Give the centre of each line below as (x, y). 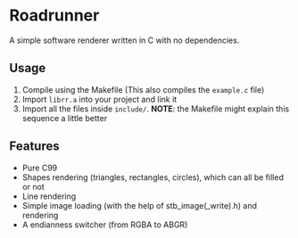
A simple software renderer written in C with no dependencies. (124, 40)
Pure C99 (40, 168)
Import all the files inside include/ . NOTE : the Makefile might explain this (156, 109)
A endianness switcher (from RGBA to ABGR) (105, 225)
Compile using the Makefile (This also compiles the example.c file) (143, 89)
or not (33, 186)
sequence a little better (65, 118)
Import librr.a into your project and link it (99, 99)
